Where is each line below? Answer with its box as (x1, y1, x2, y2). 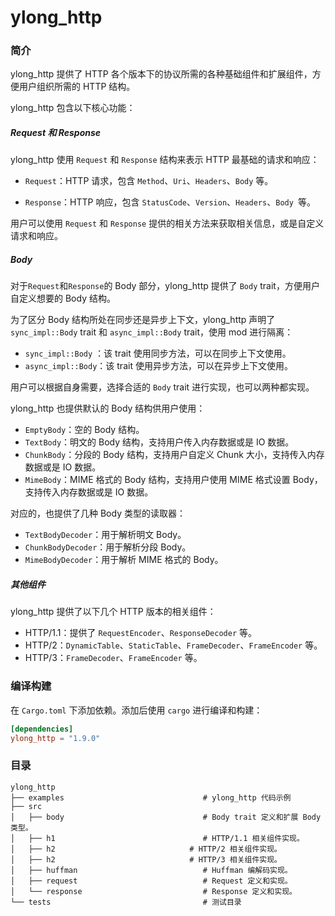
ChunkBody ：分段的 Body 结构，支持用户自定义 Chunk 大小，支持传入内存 (24, 449, 325, 461)
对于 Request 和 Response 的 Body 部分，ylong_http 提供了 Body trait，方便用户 (10, 280, 320, 292)
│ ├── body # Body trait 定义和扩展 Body (10, 812, 322, 822)
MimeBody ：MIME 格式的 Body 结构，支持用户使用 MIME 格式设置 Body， (24, 474, 323, 486)
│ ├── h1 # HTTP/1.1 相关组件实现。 (10, 833, 305, 843)
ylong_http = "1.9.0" (10, 733, 101, 743)
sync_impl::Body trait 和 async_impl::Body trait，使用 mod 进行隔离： (10, 326, 294, 338)
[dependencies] (10, 724, 74, 734)
